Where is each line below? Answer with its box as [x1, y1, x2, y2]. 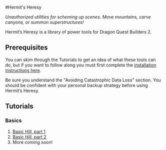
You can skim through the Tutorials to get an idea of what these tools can [5, 56, 156, 62]
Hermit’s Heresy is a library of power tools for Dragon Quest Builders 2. [5, 29, 152, 34]
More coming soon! [12, 139, 53, 145]
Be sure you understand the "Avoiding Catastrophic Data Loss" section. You [5, 77, 161, 83]
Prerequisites [5, 43, 48, 52]
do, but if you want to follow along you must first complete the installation [5, 62, 156, 68]
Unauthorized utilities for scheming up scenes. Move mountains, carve [5, 14, 151, 19]
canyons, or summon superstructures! [5, 19, 84, 25]
